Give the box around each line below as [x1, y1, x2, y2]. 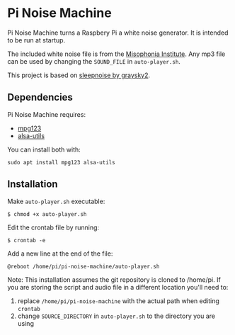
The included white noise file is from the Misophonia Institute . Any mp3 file [7, 50, 226, 58]
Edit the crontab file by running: [7, 223, 100, 232]
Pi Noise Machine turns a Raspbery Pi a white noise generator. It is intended [7, 28, 229, 37]
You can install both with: [7, 145, 81, 154]
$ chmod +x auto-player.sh [7, 210, 87, 217]
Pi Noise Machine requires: [7, 110, 86, 118]
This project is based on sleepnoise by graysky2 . [7, 71, 151, 79]
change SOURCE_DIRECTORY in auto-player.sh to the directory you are [17, 312, 216, 320]
